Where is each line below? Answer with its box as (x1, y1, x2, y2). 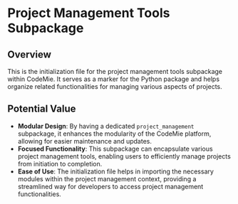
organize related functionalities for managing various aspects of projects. (7, 82, 222, 90)
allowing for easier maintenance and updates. (17, 136, 152, 145)
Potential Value (7, 103, 76, 115)
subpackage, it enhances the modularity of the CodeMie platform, (17, 129, 212, 138)
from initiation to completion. (17, 159, 103, 168)
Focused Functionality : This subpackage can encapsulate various (17, 144, 213, 153)
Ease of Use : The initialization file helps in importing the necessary (17, 167, 214, 176)
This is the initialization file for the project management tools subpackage (7, 68, 223, 75)
